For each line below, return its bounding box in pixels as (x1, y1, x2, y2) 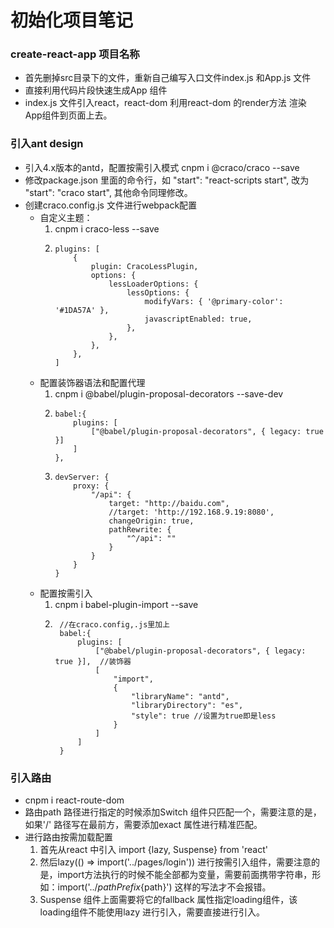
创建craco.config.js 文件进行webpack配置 (24, 199, 198, 211)
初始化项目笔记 (10, 9, 134, 32)
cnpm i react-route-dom (24, 794, 125, 806)
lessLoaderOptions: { (108, 279, 199, 289)
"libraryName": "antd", (131, 691, 230, 701)
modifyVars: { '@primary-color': (144, 296, 284, 306)
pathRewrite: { (108, 524, 172, 535)
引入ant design (10, 137, 84, 151)
